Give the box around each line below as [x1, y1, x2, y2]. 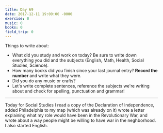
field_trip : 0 [5, 30, 34, 34]
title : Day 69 [5, 7, 34, 12]
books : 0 [5, 25, 23, 30]
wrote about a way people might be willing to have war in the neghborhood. [5, 118, 156, 123]
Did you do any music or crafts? [12, 78, 76, 84]
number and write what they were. [12, 73, 81, 78]
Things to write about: [5, 43, 49, 48]
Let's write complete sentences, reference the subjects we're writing [12, 83, 150, 89]
